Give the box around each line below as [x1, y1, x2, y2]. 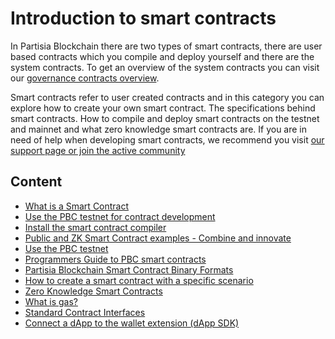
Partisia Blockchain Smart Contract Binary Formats [24, 263, 234, 276]
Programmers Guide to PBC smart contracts [24, 253, 207, 265]
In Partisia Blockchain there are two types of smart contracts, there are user [10, 40, 323, 52]
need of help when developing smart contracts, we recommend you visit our [10, 133, 325, 146]
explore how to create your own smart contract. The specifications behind [10, 102, 316, 114]
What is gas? [24, 295, 78, 307]
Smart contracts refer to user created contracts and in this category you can [10, 91, 325, 103]
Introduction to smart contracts [10, 7, 277, 30]
